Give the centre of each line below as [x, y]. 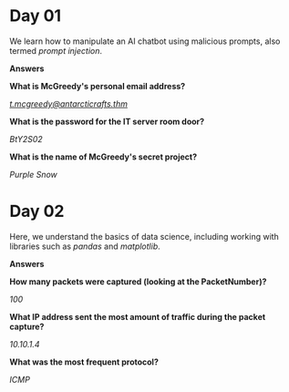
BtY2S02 [26, 139]
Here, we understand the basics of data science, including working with [144, 236]
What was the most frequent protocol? [84, 362]
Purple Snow [33, 174]
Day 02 [37, 211]
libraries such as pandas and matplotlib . [85, 246]
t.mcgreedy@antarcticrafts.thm [69, 103]
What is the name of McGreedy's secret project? [103, 157]
